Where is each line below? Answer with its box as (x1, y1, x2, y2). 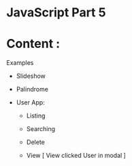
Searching (26, 125, 56, 133)
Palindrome (16, 85, 49, 94)
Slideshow (16, 72, 46, 80)
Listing (26, 111, 46, 120)
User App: (16, 98, 45, 107)
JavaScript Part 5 (6, 5, 106, 20)
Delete (26, 138, 46, 146)
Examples (6, 59, 34, 67)
